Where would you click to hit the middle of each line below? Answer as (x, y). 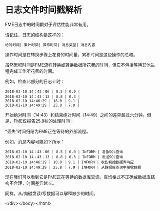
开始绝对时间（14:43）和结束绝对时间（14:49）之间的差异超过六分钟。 (76, 115)
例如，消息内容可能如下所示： (35, 141)
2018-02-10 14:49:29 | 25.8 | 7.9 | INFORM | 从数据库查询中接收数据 (73, 167)
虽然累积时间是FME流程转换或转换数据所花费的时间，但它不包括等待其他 (78, 65)
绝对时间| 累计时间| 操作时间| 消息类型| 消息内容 (50, 45)
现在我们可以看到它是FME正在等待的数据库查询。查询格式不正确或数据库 (78, 177)
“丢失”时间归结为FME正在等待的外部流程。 (48, 131)
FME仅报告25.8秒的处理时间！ (44, 121)
